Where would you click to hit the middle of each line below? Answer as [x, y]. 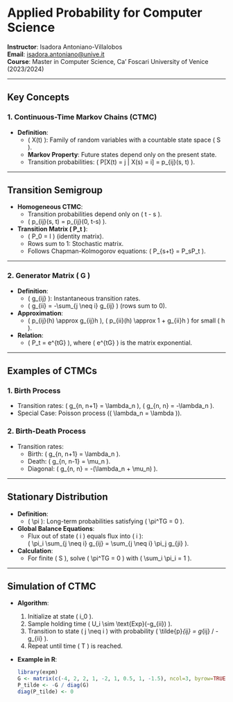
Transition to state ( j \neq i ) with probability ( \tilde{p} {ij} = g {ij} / [121, 631]
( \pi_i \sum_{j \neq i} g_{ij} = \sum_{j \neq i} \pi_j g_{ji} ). [108, 543]
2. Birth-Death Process [47, 431]
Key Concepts [38, 98]
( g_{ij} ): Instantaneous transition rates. [84, 298]
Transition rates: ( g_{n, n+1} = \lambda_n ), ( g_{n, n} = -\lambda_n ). [116, 406]
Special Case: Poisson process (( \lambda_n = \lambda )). [100, 413]
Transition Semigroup [55, 190]
